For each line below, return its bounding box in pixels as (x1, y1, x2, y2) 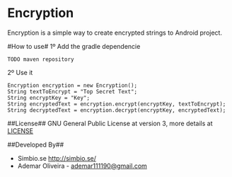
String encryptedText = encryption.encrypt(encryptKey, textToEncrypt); (7, 101, 226, 108)
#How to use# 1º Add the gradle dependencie (7, 42, 141, 50)
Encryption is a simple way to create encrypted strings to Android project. (7, 28, 223, 37)
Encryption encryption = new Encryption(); (7, 81, 138, 89)
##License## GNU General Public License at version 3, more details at (7, 119, 213, 127)
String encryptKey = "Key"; (7, 94, 91, 101)
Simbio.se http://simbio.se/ (17, 154, 97, 162)
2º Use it (7, 68, 33, 76)
